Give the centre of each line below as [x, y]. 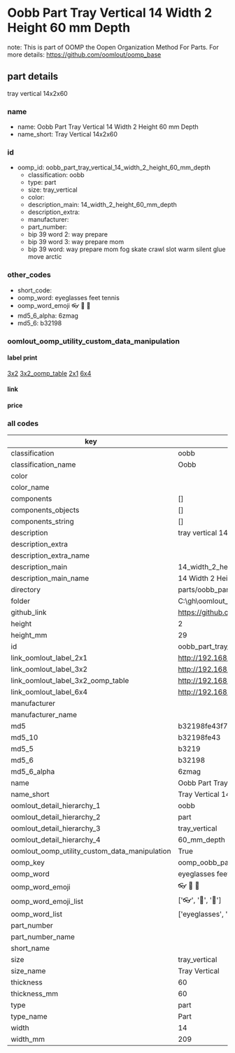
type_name [29, 1017]
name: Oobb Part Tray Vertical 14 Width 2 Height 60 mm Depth [108, 127]
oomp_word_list [37, 914]
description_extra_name [50, 556]
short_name [30, 948]
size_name [28, 971]
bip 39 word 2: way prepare [68, 234]
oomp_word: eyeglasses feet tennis [69, 297]
